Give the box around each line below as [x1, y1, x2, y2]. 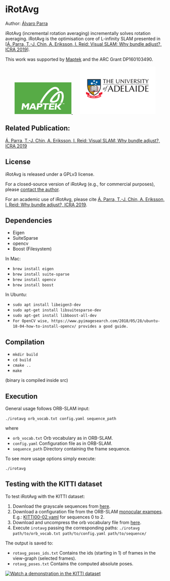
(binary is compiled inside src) [5, 377, 68, 383]
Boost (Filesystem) [12, 246, 52, 252]
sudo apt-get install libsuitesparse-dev [12, 308, 101, 313]
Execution [5, 392, 38, 401]
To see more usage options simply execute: [5, 456, 96, 462]
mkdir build [12, 352, 38, 358]
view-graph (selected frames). [12, 555, 76, 561]
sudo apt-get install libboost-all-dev [12, 313, 97, 318]
